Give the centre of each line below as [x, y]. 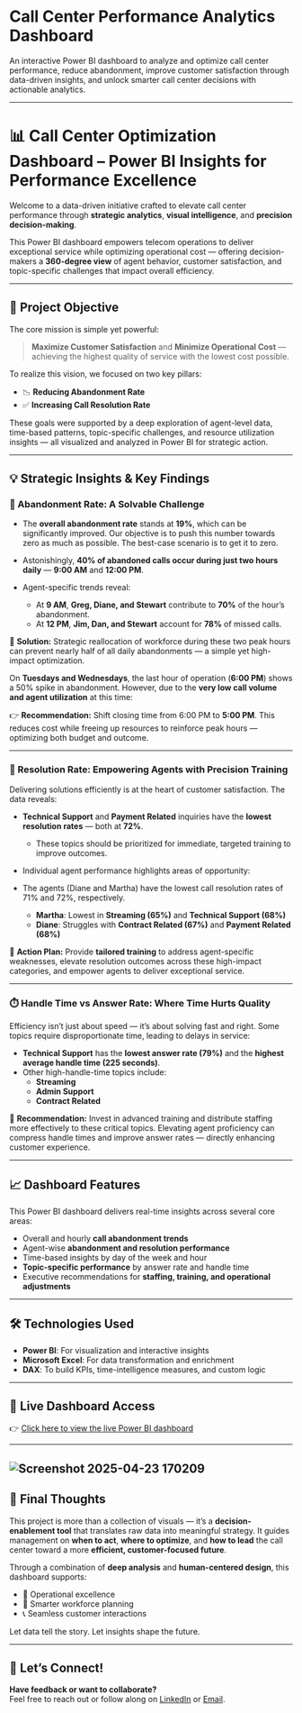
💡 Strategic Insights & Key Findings [110, 479]
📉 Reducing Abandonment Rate [84, 392]
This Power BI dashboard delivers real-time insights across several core [142, 1211]
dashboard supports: [48, 1576]
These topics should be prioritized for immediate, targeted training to [163, 843]
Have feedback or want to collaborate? [83, 1690]
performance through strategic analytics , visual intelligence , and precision [151, 214]
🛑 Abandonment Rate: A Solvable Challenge [107, 504]
